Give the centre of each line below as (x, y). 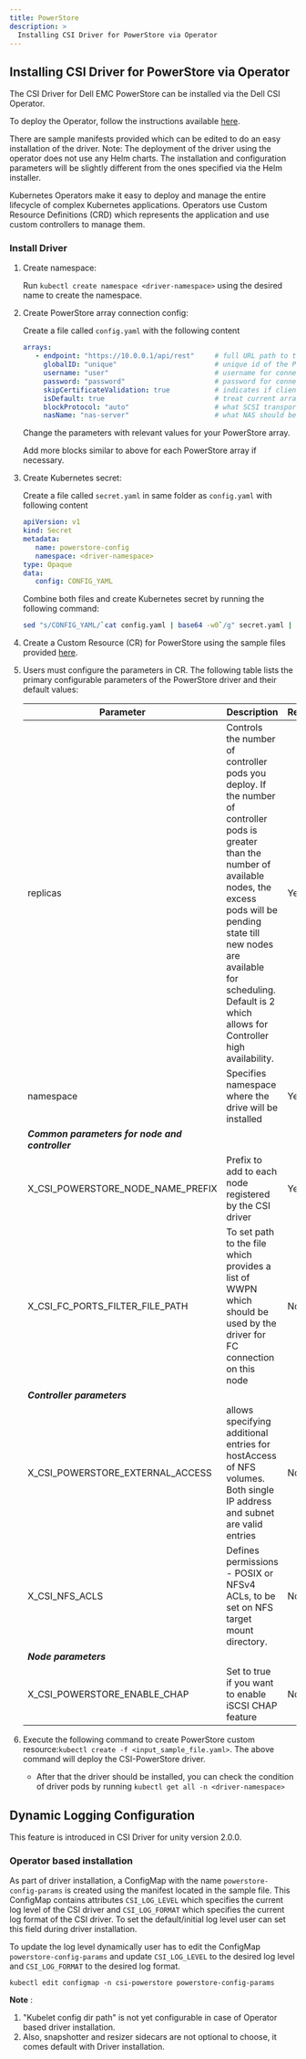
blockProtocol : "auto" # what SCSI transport (172, 407)
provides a (249, 1266)
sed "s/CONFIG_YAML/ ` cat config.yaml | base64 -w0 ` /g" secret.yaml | (158, 625)
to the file (246, 1244)
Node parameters (66, 1656)
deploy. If (246, 784)
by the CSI (249, 1206)
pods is (242, 830)
